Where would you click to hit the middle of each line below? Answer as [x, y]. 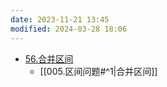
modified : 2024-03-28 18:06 [69, 29]
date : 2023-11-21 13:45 [60, 19]
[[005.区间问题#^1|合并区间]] [98, 71]
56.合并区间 [49, 58]
